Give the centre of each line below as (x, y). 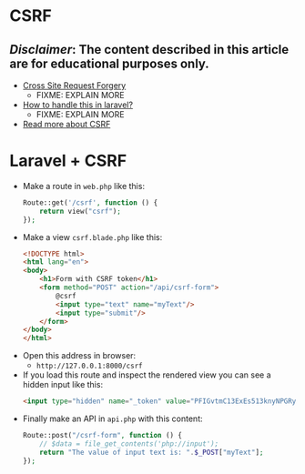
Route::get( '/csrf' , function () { (90, 202)
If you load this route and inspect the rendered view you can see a (147, 375)
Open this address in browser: (79, 356)
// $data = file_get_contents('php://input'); (129, 444)
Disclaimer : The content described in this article (149, 50)
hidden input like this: (62, 385)
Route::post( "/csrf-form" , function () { (102, 436)
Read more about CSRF (66, 124)
